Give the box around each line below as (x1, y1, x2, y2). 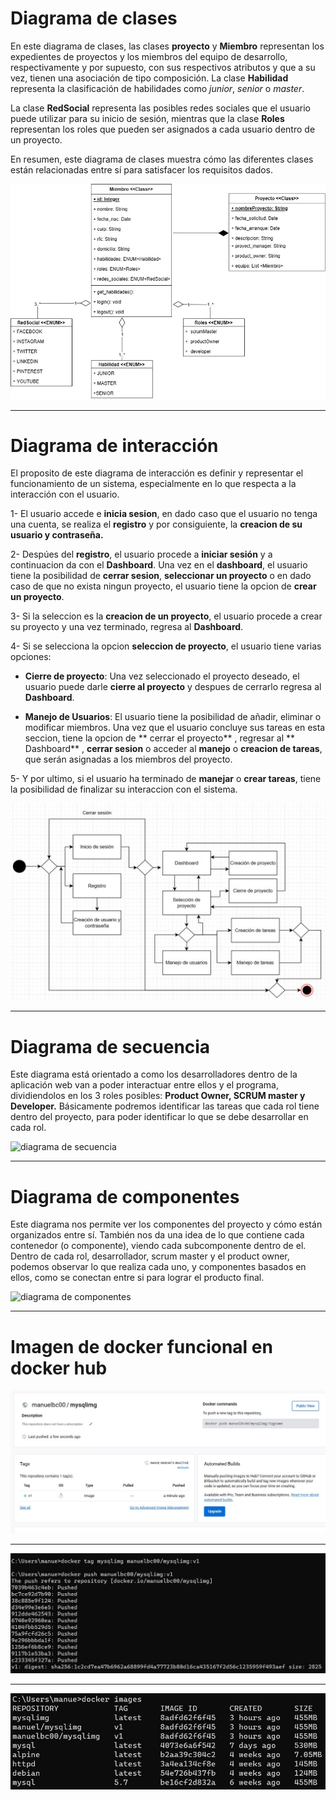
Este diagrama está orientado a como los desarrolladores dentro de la (10, 1068, 298, 1081)
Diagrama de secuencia (10, 1035, 211, 1058)
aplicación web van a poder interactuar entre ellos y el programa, (10, 1079, 279, 1091)
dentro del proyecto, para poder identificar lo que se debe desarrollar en (10, 1111, 309, 1123)
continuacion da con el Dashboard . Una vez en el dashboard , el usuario (10, 559, 308, 571)
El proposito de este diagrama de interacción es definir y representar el (10, 467, 304, 479)
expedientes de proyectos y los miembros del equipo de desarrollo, (10, 50, 288, 62)
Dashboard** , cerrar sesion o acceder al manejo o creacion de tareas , (24, 743, 323, 755)
